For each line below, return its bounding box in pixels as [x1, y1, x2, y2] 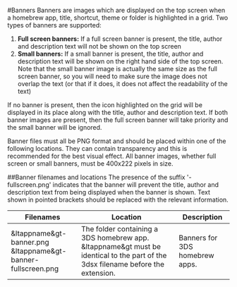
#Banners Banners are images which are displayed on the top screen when [7, 6, 226, 14]
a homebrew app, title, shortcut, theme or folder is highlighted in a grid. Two [7, 13, 229, 22]
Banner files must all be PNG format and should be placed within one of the [7, 137, 226, 145]
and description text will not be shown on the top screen [17, 42, 182, 50]
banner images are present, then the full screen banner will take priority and [7, 116, 229, 124]
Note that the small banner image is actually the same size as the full [17, 65, 217, 73]
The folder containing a [80, 224, 159, 233]
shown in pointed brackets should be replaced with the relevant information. [7, 195, 229, 204]
